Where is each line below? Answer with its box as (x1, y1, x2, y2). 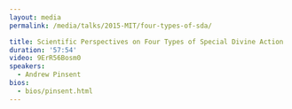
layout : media (9, 12, 62, 22)
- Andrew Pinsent (17, 70, 82, 80)
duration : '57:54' (9, 45, 77, 54)
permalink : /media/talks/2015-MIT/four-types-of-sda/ (9, 21, 213, 30)
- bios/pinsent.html (17, 86, 93, 96)
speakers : (9, 62, 46, 71)
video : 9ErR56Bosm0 (9, 54, 82, 63)
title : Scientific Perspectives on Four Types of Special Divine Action (9, 37, 284, 46)
